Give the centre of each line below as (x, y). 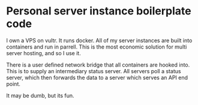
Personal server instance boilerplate (99, 11)
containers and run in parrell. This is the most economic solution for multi (97, 47)
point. (13, 84)
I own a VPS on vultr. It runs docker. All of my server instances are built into (99, 40)
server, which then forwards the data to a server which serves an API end (97, 77)
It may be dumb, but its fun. (40, 95)
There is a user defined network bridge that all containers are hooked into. (98, 65)
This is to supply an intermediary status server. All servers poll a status (94, 71)
